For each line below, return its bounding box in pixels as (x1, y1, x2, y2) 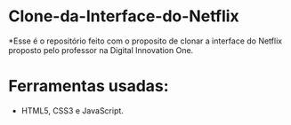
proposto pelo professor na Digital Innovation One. (8, 44, 194, 55)
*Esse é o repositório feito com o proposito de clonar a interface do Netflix (8, 35, 282, 46)
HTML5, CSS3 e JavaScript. (20, 105, 124, 116)
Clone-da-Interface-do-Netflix (8, 6, 239, 27)
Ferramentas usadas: (8, 76, 170, 97)
